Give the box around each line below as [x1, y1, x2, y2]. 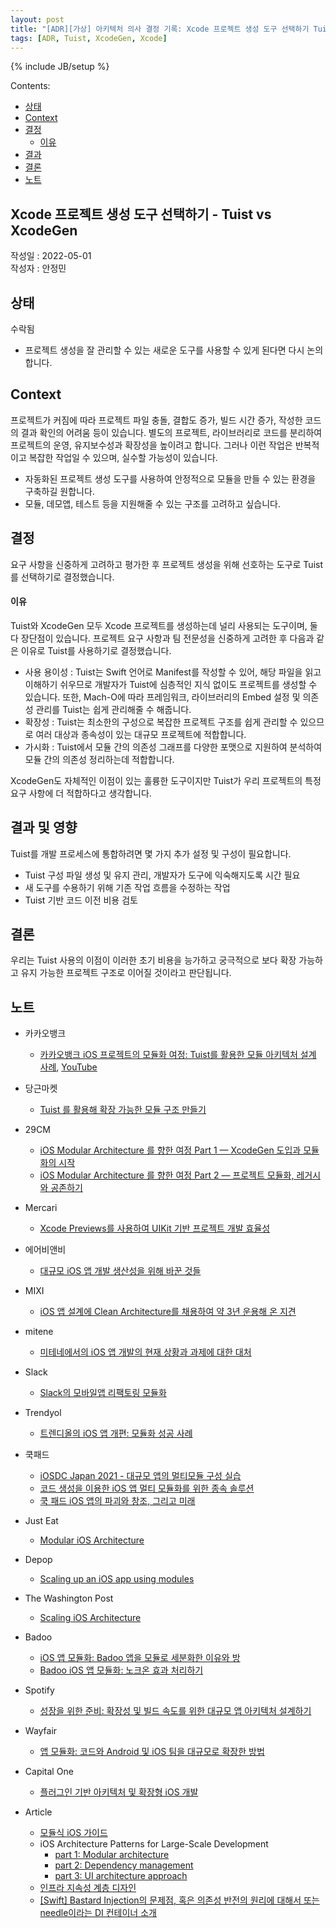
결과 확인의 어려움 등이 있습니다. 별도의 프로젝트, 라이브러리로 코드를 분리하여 [20, 426, 323, 438]
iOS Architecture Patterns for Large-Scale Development [39, 1838, 269, 1850]
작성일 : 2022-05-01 [10, 250, 92, 262]
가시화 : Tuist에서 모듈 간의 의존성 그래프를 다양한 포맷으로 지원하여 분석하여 [24, 741, 323, 753]
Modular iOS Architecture [39, 1534, 145, 1546]
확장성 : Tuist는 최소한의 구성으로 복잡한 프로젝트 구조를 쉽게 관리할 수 [24, 716, 298, 728]
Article [24, 1806, 53, 1818]
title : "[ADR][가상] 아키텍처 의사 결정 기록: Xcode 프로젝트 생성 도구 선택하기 [10, 24, 310, 34]
